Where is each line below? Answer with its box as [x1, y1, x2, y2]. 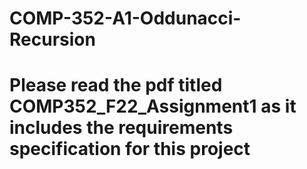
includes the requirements [9, 117, 234, 139]
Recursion [9, 28, 96, 51]
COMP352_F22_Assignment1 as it [9, 95, 297, 118]
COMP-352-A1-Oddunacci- [9, 7, 242, 30]
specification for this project [9, 138, 251, 161]
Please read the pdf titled [9, 74, 223, 97]
